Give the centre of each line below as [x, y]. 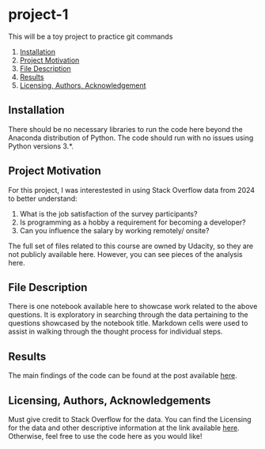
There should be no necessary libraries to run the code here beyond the [125, 129]
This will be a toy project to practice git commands [91, 36]
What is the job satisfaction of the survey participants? [108, 213]
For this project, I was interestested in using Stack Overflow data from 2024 [132, 190]
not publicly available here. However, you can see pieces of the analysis [125, 254]
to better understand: [43, 198]
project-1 [38, 15]
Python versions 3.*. [41, 146]
